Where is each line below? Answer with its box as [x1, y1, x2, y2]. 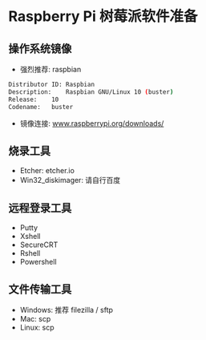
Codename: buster [8, 103, 74, 111]
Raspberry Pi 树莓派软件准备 [8, 7, 198, 26]
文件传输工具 [8, 282, 72, 296]
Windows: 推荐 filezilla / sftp [19, 305, 114, 314]
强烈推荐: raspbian [19, 65, 82, 74]
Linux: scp [19, 322, 55, 332]
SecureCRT [19, 240, 59, 249]
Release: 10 [8, 95, 59, 103]
